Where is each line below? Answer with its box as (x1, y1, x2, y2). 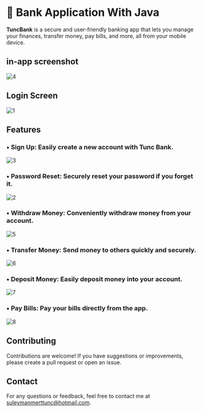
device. (6, 39, 25, 46)
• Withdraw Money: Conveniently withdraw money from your (6, 209, 192, 217)
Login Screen (6, 91, 58, 101)
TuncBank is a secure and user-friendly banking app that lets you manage (6, 26, 194, 33)
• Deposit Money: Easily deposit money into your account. (6, 275, 182, 283)
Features (6, 124, 41, 135)
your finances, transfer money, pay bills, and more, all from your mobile (6, 32, 187, 39)
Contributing (6, 336, 56, 346)
